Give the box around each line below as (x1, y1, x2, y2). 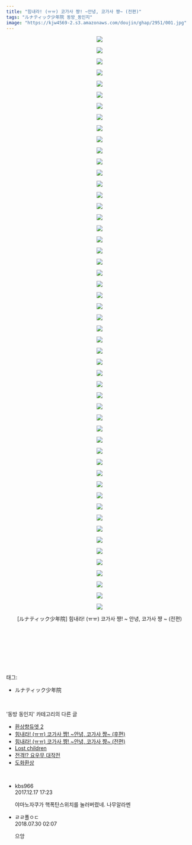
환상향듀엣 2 (14, 723, 44, 730)
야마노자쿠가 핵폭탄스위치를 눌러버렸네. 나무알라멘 (14, 801, 131, 808)
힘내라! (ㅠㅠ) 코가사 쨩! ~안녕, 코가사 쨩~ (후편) (14, 730, 126, 738)
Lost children (14, 745, 47, 752)
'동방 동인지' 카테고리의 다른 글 (6, 710, 78, 718)
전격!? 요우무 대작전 (14, 752, 60, 759)
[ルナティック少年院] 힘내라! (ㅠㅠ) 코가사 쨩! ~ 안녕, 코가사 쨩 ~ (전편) (17, 615, 183, 622)
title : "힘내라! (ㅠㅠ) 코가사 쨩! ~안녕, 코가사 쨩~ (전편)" (6, 8, 142, 15)
